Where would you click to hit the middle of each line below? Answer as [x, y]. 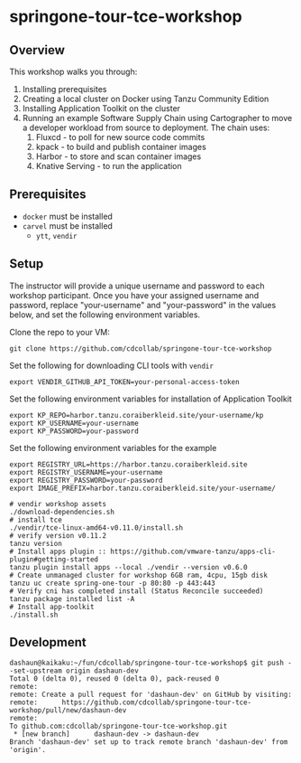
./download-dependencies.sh [62, 512]
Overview [37, 50]
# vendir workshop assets [58, 504]
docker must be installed [67, 216]
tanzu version [36, 543]
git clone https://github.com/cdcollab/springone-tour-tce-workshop [141, 349]
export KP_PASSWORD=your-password [74, 431]
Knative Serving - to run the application [109, 166]
